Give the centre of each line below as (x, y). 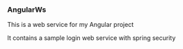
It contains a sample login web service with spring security (91, 38)
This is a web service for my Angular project (71, 25)
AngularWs (27, 10)
